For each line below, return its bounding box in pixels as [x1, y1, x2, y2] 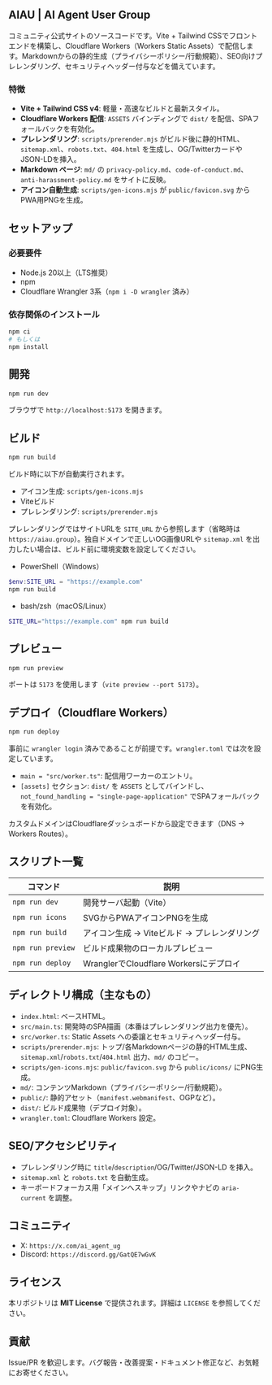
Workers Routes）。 [8, 829, 73, 838]
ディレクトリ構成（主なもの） [8, 988, 158, 1002]
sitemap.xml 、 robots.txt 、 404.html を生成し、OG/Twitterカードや [19, 144, 244, 155]
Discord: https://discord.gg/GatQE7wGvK [19, 1249, 157, 1259]
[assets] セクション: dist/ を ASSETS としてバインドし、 [19, 782, 209, 791]
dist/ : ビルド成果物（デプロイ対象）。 [19, 1103, 146, 1113]
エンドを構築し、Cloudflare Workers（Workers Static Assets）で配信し [8, 41, 247, 50]
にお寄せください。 [8, 1367, 73, 1377]
